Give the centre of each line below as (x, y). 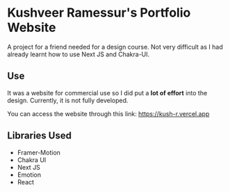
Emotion (29, 175)
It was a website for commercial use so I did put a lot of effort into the (107, 93)
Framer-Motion (39, 152)
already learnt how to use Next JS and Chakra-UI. (79, 54)
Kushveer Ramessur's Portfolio (99, 13)
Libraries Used (39, 136)
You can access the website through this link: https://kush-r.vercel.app (108, 113)
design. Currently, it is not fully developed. (68, 100)
